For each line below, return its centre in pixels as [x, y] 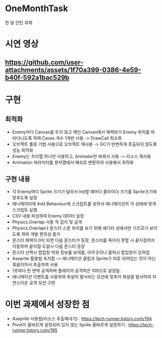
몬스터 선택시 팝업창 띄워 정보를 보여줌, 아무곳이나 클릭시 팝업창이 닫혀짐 [81, 252]
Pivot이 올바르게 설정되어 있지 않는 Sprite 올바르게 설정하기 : [70, 325]
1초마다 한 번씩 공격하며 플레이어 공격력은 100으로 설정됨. [66, 271]
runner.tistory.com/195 [35, 330]
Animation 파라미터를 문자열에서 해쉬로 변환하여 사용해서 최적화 [73, 162]
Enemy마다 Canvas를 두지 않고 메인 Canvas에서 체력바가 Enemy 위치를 [81, 132]
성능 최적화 [23, 150]
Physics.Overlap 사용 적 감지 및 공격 [47, 222]
